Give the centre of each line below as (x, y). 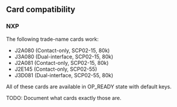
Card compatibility (41, 10)
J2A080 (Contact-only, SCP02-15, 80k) (62, 50)
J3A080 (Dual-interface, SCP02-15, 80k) (64, 56)
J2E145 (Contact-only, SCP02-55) (56, 69)
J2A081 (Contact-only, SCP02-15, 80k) (62, 63)
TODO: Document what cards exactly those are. (64, 98)
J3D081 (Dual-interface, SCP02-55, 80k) (64, 75)
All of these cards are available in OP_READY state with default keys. (89, 87)
